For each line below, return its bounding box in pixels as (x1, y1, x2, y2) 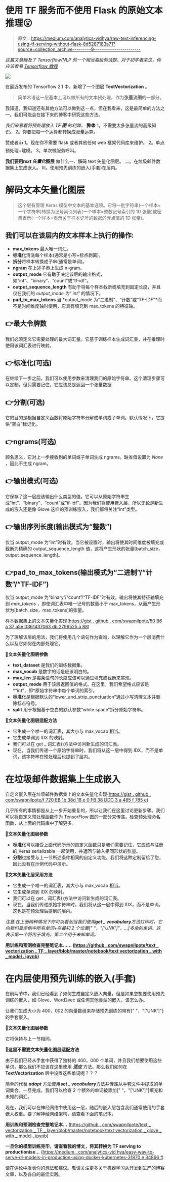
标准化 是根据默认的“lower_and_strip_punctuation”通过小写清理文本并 (12, 694, 156, 700)
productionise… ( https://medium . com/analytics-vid (5, 1149, 116, 1155)
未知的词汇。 (5, 1093, 32, 1100)
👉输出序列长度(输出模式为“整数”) (5, 523, 112, 531)
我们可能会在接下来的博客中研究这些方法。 (14, 111, 103, 118)
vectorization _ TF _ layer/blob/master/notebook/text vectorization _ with (5, 948, 162, 954)
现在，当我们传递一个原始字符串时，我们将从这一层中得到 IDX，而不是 (12, 747, 159, 754)
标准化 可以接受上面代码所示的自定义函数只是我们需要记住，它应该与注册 (12, 842, 163, 848)
